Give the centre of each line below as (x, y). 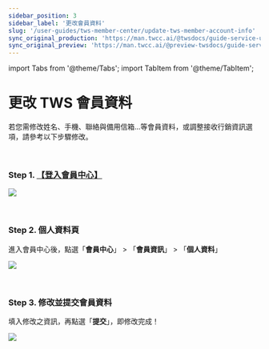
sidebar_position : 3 (43, 16)
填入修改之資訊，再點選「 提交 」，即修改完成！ (84, 321)
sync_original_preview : (48, 46)
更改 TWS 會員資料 (70, 103)
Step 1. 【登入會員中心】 (55, 174)
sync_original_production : (53, 38)
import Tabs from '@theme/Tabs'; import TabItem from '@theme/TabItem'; (131, 68)
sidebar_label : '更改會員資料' (57, 23)
